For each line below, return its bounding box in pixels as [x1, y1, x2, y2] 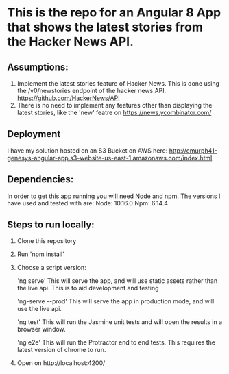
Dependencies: [7, 173, 74, 186]
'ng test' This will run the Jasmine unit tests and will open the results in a [16, 318, 223, 326]
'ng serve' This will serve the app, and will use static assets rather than [16, 277, 218, 285]
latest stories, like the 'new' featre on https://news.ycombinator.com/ [16, 108, 212, 116]
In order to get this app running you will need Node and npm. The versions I [7, 192, 221, 200]
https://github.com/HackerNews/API [16, 94, 120, 102]
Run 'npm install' [16, 250, 65, 258]
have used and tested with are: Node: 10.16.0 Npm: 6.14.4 [7, 199, 169, 207]
